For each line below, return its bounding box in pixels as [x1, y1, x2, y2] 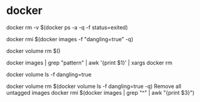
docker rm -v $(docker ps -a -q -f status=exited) [6, 24, 128, 31]
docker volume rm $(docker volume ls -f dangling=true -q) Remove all [6, 83, 182, 90]
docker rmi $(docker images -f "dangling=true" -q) [6, 35, 133, 42]
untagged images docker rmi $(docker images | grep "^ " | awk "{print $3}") [6, 89, 195, 96]
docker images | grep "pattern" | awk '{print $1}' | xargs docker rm [6, 59, 173, 66]
